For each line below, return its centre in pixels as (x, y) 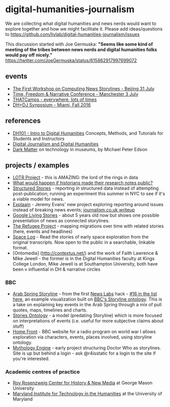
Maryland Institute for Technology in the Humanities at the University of (87, 393)
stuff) (18, 326)
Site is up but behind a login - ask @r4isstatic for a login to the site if (84, 353)
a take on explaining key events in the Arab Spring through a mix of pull (87, 304)
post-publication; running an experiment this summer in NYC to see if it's (89, 194)
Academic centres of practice (43, 371)
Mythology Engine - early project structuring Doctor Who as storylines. (87, 347)
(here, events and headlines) (42, 231)
